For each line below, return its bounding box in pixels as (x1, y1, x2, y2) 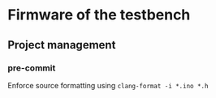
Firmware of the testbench (7, 6, 191, 24)
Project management (7, 38, 116, 52)
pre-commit (7, 62, 56, 74)
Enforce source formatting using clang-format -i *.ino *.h (7, 80, 209, 90)
